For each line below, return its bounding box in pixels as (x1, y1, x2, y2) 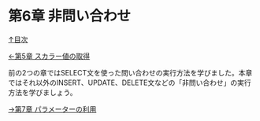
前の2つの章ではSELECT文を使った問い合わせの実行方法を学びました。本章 (8, 68, 253, 77)
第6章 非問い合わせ (8, 7, 132, 25)
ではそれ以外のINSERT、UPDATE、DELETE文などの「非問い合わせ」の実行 (8, 78, 251, 87)
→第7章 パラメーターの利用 (8, 104, 97, 114)
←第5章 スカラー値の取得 (8, 51, 91, 60)
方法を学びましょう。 (8, 87, 77, 97)
